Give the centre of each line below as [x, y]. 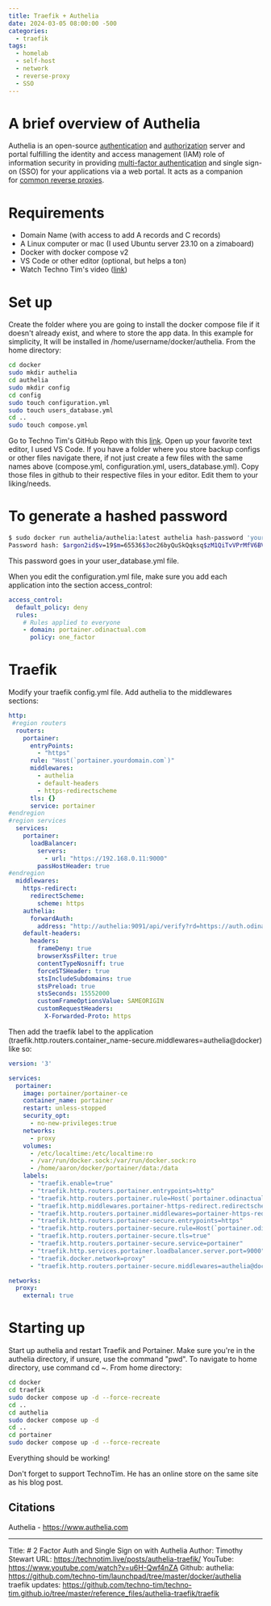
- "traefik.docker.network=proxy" [88, 1258]
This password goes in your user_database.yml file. [94, 561]
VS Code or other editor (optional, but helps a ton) [103, 261]
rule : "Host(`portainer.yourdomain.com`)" [102, 761]
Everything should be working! [59, 1458]
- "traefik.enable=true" [71, 1184]
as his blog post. [36, 1482]
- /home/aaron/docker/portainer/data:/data [104, 1169]
